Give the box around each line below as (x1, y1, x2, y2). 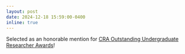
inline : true (6, 19, 38, 25)
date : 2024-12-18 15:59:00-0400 (6, 14, 85, 20)
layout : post (6, 8, 38, 15)
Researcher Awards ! (6, 42, 55, 49)
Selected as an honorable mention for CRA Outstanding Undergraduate (6, 36, 179, 43)
